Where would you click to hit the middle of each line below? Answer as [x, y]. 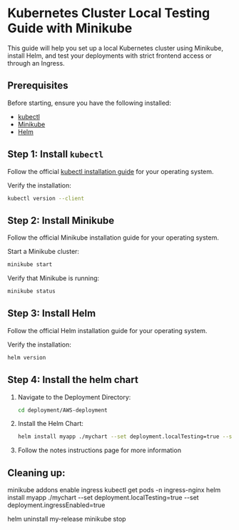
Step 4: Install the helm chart [73, 380]
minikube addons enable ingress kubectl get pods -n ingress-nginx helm [114, 490]
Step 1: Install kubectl [56, 154]
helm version [27, 357]
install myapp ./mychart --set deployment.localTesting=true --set [103, 498]
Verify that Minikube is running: [54, 278]
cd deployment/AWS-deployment [63, 410]
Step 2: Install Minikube [61, 220]
